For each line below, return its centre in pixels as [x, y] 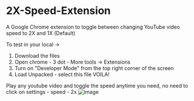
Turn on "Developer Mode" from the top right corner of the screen [94, 68]
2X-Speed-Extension [58, 11]
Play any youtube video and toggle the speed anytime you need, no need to [97, 85]
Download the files [37, 55]
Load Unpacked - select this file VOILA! [62, 74]
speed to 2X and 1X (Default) [41, 33]
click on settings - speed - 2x [41, 92]
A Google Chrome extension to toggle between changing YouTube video [93, 27]
